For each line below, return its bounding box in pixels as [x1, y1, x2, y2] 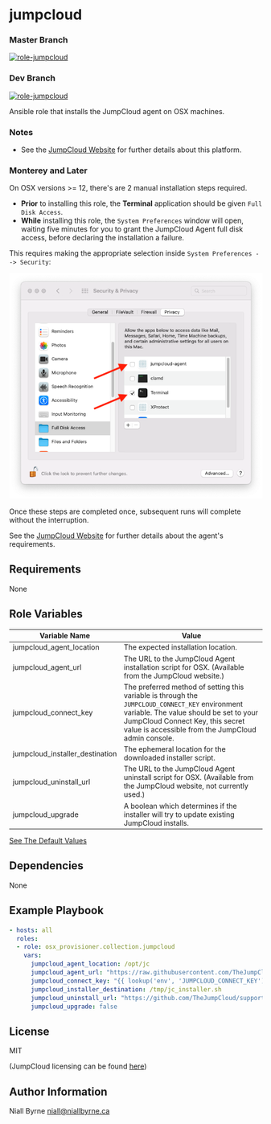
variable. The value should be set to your [124, 708, 259, 717]
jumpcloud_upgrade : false [30, 1003, 117, 1011]
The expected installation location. [124, 642, 238, 652]
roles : [16, 934, 39, 942]
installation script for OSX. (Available [124, 662, 244, 672]
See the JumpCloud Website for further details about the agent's [9, 531, 224, 540]
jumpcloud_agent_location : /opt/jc [30, 960, 150, 968]
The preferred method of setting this [124, 682, 244, 691]
